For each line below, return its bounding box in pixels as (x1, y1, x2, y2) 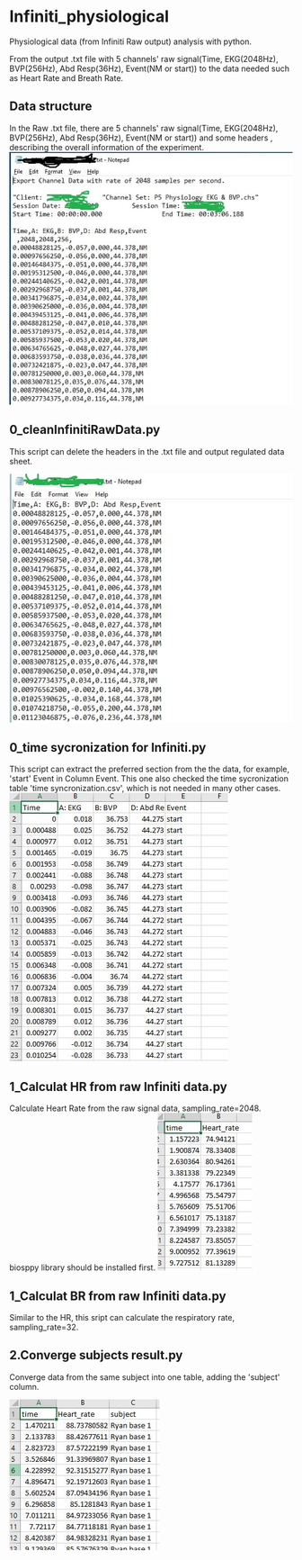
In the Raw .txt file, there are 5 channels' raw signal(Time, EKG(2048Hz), (9, 122, 279, 133)
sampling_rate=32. (9, 1321, 79, 1333)
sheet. (9, 455, 33, 466)
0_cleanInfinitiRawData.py (9, 422, 161, 437)
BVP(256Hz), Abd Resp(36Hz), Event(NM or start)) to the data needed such (9, 63, 290, 74)
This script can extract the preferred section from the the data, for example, (9, 763, 290, 775)
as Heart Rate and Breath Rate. (9, 72, 124, 83)
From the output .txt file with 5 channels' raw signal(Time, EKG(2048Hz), (9, 53, 279, 64)
